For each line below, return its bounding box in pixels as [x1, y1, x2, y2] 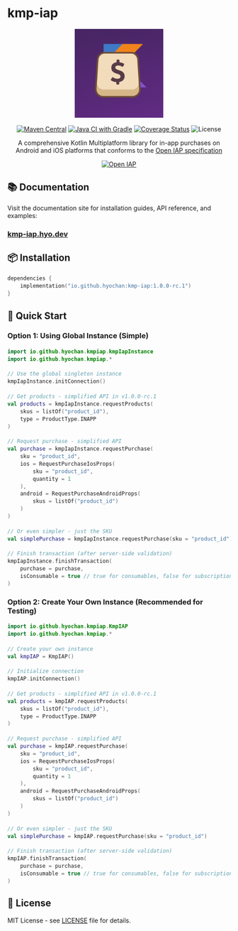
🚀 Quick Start [7, 310, 67, 322]
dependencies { [7, 275, 52, 282]
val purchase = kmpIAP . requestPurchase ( [7, 743, 129, 750]
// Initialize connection [7, 668, 84, 675]
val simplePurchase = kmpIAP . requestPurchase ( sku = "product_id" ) [7, 832, 208, 839]
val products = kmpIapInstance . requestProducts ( [7, 400, 154, 408]
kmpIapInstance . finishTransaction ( [7, 557, 113, 565]
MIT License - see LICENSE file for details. [7, 916, 131, 925]
